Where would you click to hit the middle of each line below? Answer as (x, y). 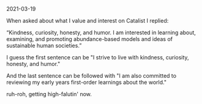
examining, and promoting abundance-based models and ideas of (90, 39)
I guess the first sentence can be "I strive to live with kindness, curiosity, (98, 57)
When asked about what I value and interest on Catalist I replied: (88, 20)
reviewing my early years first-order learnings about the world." (87, 82)
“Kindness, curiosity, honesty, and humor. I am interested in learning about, (101, 32)
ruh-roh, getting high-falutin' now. (49, 94)
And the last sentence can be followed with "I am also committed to (91, 76)
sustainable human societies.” (44, 46)
